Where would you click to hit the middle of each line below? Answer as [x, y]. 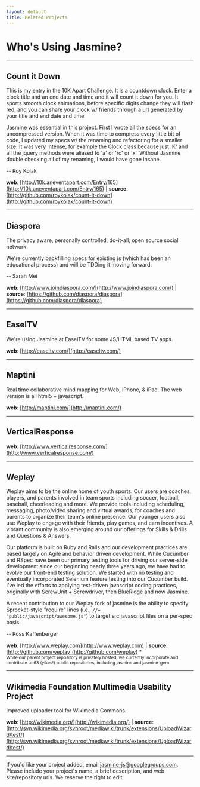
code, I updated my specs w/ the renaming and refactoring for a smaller [94, 140]
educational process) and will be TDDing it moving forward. [79, 265]
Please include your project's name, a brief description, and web [85, 771]
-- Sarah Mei [22, 276]
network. [17, 247]
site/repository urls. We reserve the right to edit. [65, 777]
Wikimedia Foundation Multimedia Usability [89, 687]
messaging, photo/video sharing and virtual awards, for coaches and [91, 510]
